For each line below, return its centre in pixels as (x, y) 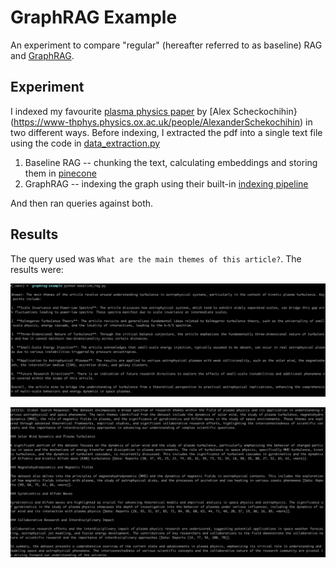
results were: (37, 269)
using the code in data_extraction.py (85, 143)
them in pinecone (60, 173)
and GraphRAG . (42, 55)
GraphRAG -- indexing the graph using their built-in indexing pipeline (166, 183)
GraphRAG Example (94, 17)
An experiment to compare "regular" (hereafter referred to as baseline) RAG (166, 45)
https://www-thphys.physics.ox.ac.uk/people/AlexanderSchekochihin (157, 122)
